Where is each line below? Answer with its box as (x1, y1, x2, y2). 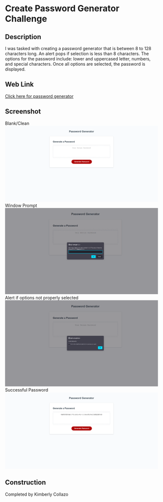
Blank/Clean (5, 120, 30, 126)
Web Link (5, 80, 34, 89)
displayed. (5, 66, 26, 72)
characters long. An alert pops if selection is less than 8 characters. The (5, 51, 149, 56)
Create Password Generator (5, 3, 120, 14)
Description (5, 33, 41, 41)
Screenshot (5, 108, 41, 116)
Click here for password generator (5, 93, 74, 99)
